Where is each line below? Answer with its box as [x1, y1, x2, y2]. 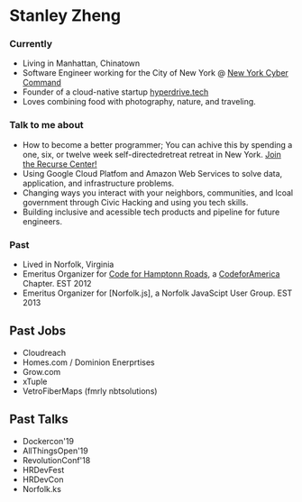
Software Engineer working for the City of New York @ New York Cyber [22, 68, 288, 78]
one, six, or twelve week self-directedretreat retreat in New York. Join [22, 149, 282, 160]
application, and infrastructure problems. [22, 178, 175, 188]
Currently [9, 38, 52, 50]
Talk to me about [9, 119, 84, 132]
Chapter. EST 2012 [22, 278, 92, 289]
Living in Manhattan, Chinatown [22, 58, 141, 68]
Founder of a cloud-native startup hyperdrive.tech [22, 87, 209, 97]
